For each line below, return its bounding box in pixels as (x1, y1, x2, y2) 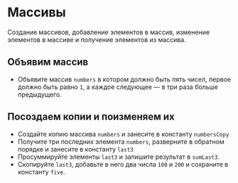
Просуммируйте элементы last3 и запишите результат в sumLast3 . (17, 152, 220, 161)
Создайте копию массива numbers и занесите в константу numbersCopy (17, 130, 229, 138)
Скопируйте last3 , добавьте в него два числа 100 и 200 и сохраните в (17, 160, 229, 168)
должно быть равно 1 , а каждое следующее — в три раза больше (17, 83, 219, 91)
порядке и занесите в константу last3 (17, 145, 134, 153)
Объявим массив (7, 56, 89, 68)
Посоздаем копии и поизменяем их (7, 111, 175, 123)
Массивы (7, 4, 66, 21)
